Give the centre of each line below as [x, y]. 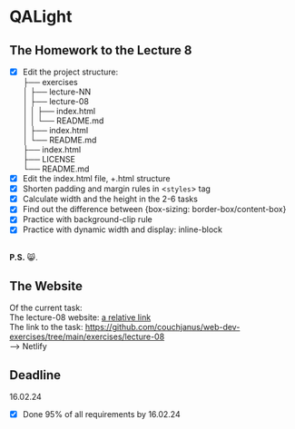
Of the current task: [46, 308]
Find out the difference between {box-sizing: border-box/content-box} [154, 210]
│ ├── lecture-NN [57, 92]
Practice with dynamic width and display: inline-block [123, 229]
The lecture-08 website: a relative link [80, 317]
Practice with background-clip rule [87, 219]
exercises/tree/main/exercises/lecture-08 [87, 336]
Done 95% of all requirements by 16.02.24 [101, 414]
